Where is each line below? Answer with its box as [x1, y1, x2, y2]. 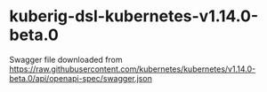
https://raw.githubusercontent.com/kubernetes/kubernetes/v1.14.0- [9, 64, 256, 74]
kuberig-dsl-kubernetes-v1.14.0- [9, 6, 259, 27]
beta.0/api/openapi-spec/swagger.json [9, 73, 153, 83]
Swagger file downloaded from [9, 54, 123, 65]
